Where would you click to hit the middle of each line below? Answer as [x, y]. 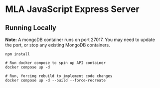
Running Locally [31, 28]
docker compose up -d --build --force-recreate [56, 80]
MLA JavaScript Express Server [72, 9]
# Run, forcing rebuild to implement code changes [59, 76]
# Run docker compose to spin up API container [56, 63]
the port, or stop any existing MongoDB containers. [58, 45]
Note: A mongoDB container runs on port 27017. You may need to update [80, 39]
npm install [17, 54]
